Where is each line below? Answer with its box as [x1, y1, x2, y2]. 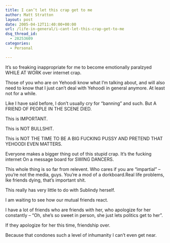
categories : [5, 41, 31, 46]
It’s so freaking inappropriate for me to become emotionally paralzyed [5, 64, 152, 70]
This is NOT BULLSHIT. [5, 125, 54, 131]
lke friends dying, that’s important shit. [5, 177, 86, 183]
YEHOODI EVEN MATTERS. [5, 141, 63, 147]
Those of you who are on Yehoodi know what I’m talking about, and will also [5, 79, 165, 85]
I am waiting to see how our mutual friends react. [5, 196, 109, 203]
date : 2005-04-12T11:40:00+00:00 [5, 21, 77, 27]
